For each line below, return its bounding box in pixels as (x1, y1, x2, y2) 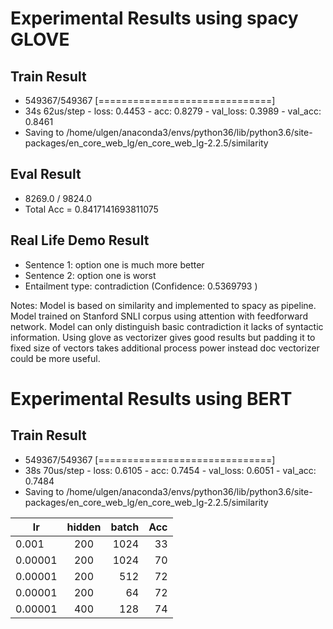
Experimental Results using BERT (10, 387, 293, 410)
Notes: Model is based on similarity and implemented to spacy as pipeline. (10, 299, 317, 311)
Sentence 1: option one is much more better (24, 258, 205, 271)
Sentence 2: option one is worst (24, 269, 157, 281)
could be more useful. (10, 352, 101, 364)
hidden (66, 520, 102, 534)
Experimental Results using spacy (10, 7, 299, 30)
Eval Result (10, 166, 82, 183)
